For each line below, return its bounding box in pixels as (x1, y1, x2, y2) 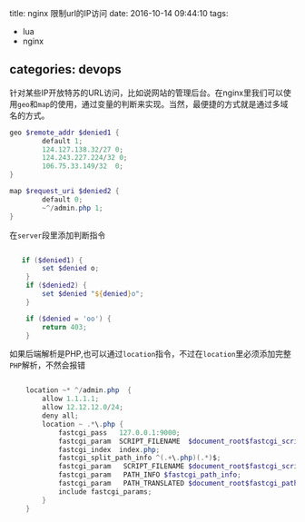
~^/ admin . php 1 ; (42, 203, 103, 212)
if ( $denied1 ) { (21, 255, 84, 265)
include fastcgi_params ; (57, 487, 152, 497)
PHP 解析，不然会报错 (9, 359, 86, 370)
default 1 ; (42, 136, 84, 145)
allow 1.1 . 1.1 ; (42, 394, 100, 404)
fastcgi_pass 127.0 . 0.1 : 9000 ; (57, 428, 181, 438)
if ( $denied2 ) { (25, 281, 88, 291)
